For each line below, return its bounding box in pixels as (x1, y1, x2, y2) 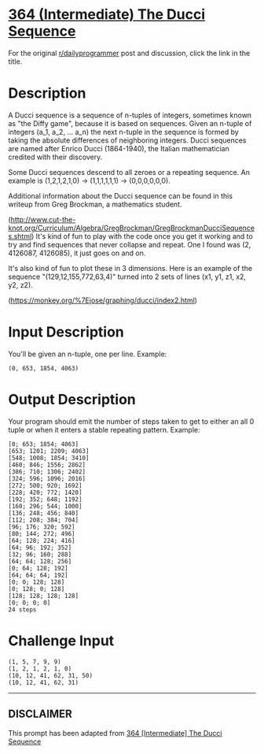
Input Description (8, 323, 124, 341)
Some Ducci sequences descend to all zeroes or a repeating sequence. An (8, 167, 250, 176)
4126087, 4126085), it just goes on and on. (8, 248, 146, 258)
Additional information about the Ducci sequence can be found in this (8, 191, 233, 200)
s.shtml (8, 231, 32, 241)
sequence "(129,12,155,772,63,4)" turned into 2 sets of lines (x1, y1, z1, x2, (8, 272, 246, 281)
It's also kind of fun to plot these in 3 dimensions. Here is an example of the (8, 263, 253, 273)
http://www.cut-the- (10, 214, 76, 224)
